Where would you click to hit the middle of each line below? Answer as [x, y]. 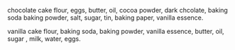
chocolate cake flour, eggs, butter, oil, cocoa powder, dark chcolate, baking [118, 10]
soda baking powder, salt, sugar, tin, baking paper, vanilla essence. [105, 18]
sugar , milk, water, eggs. [44, 39]
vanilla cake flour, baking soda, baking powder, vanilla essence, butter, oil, [116, 31]
